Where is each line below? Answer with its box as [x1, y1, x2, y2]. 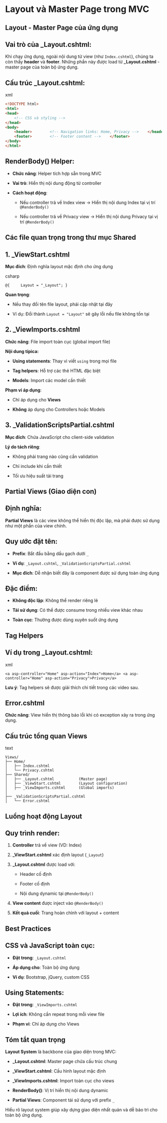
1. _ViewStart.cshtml [5, 250, 70, 259]
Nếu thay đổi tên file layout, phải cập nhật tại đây [12, 301, 113, 307]
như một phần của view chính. [5, 523, 67, 529]
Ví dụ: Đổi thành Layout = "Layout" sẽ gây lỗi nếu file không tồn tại [12, 311, 150, 317]
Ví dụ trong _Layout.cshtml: [5, 648, 93, 657]
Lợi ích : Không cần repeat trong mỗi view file [12, 1011, 105, 1017]
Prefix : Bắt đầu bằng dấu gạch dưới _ [12, 550, 89, 556]
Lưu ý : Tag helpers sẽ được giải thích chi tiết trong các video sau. [5, 684, 139, 690]
